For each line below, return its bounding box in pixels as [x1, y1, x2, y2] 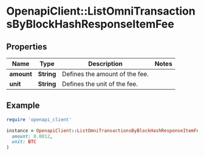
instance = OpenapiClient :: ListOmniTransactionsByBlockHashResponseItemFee [6, 127, 202, 133]
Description [87, 60, 123, 68]
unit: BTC [12, 139, 36, 145]
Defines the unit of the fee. [61, 80, 138, 88]
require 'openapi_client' [6, 116, 72, 122]
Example [6, 101, 40, 111]
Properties [6, 41, 47, 52]
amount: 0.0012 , [12, 133, 53, 140]
